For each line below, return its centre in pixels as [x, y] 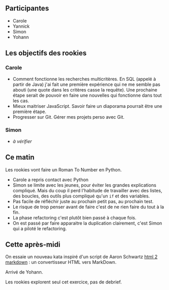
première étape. [29, 111]
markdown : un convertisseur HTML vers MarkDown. [61, 262]
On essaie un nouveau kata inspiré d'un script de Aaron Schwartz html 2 [81, 257]
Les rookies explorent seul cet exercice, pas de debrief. [64, 282]
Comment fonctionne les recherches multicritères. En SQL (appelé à [84, 79]
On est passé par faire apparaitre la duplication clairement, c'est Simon [87, 223]
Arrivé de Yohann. [24, 272]
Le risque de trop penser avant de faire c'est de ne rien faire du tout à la [88, 207]
